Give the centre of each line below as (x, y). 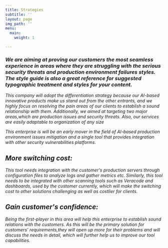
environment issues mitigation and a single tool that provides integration (80, 137)
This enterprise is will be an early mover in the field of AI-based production (82, 132)
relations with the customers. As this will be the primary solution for (75, 224)
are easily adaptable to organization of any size (54, 122)
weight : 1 (24, 38)
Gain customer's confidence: (52, 207)
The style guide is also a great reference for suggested (73, 78)
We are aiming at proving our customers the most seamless (79, 59)
